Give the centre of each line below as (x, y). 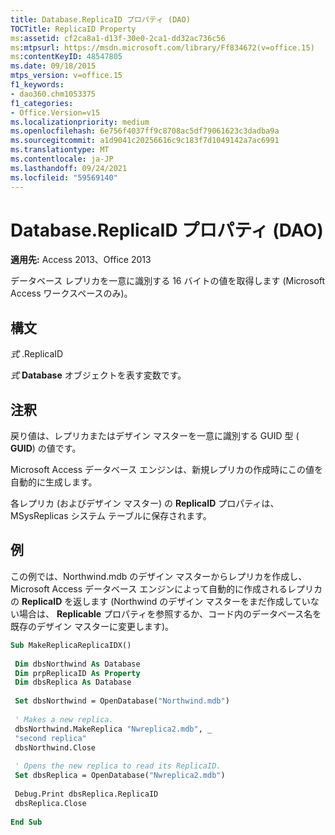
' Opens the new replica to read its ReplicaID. (118, 766)
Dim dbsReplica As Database (73, 682)
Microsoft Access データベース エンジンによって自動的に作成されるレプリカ (166, 588)
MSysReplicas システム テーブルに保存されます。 (111, 516)
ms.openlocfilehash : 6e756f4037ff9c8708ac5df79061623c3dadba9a (145, 131)
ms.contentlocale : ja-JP (62, 159)
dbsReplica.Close (50, 803)
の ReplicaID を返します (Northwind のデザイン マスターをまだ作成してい (160, 601)
